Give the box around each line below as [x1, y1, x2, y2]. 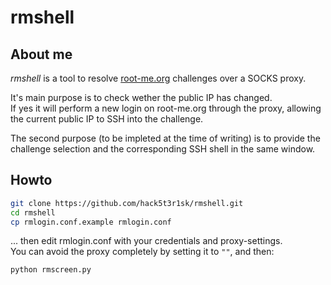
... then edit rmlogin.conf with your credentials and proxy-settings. [10, 235, 283, 247]
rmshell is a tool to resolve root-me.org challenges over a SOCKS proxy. [10, 72, 307, 84]
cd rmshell [10, 207, 56, 218]
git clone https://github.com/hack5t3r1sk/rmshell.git [10, 198, 244, 208]
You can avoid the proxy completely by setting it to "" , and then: [10, 246, 275, 258]
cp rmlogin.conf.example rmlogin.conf [10, 217, 172, 227]
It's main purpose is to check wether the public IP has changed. [10, 92, 273, 103]
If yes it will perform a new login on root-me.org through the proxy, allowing [10, 102, 322, 114]
